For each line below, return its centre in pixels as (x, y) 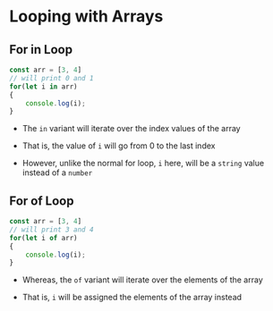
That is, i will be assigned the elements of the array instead (132, 298)
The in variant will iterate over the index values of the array (131, 129)
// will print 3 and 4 (51, 230)
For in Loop (41, 50)
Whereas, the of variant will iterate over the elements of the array (143, 280)
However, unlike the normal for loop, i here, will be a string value (143, 164)
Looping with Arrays (86, 17)
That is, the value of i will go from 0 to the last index (119, 146)
